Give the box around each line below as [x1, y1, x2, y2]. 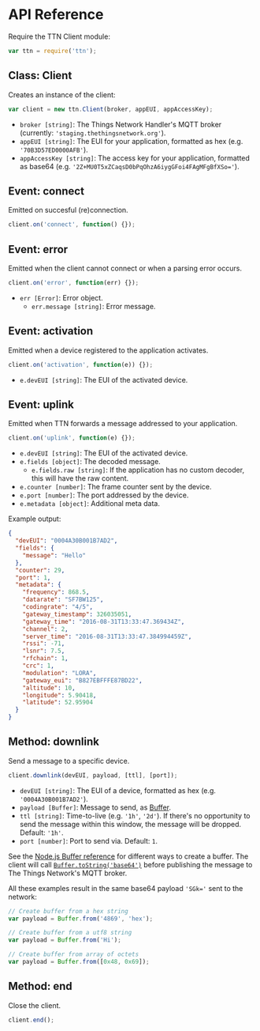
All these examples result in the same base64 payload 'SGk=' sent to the [8, 883, 243, 893]
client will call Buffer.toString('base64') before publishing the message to [8, 859, 253, 869]
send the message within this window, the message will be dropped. [19, 819, 242, 829]
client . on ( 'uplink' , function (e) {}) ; [8, 434, 136, 442]
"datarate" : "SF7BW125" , [22, 595, 104, 604]
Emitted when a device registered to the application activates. [8, 346, 209, 355]
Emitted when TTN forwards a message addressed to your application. [8, 419, 238, 429]
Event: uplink [8, 398, 75, 411]
